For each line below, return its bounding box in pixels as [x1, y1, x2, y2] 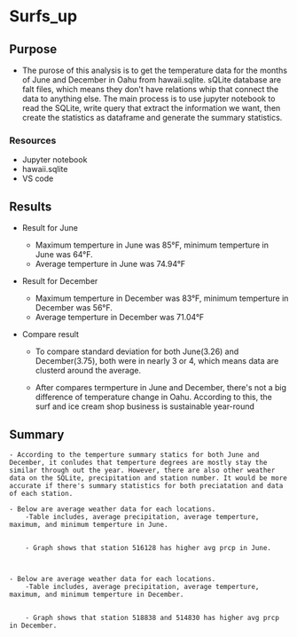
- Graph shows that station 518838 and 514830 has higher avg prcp [25, 613, 279, 622]
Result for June [21, 223, 78, 233]
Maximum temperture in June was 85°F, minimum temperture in [35, 240, 269, 250]
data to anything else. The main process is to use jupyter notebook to [21, 93, 276, 104]
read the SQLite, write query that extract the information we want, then [21, 103, 281, 113]
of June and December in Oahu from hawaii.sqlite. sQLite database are [21, 75, 282, 85]
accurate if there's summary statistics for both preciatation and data [9, 481, 284, 490]
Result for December [21, 276, 98, 287]
